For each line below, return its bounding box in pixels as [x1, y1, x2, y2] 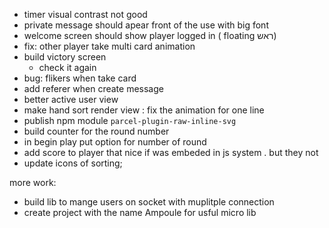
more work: [9, 177, 57, 188]
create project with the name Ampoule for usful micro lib [23, 207, 257, 218]
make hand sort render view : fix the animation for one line [23, 104, 265, 116]
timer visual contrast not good [23, 9, 148, 20]
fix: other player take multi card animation [23, 40, 196, 52]
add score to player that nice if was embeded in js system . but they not [23, 147, 319, 158]
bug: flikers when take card [23, 72, 137, 84]
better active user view [23, 94, 119, 105]
